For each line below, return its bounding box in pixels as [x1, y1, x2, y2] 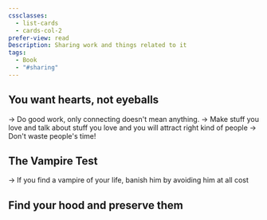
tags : [8, 49, 26, 57]
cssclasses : [8, 11, 48, 20]
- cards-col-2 [15, 26, 62, 34]
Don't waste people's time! [8, 131, 96, 140]
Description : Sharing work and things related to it [8, 41, 187, 49]
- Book [15, 57, 37, 65]
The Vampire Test [8, 154, 98, 167]
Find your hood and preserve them [8, 198, 183, 212]
